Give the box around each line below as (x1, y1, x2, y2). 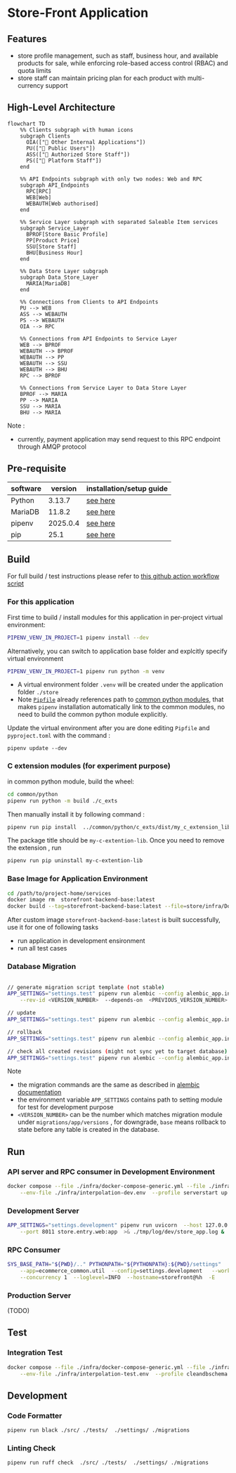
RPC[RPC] (25, 187, 52, 194)
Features (7, 33, 47, 45)
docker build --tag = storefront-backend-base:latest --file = (7, 903, 188, 910)
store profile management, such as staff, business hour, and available (17, 51, 219, 60)
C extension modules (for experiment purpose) (7, 761, 171, 771)
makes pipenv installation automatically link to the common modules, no (17, 703, 225, 711)
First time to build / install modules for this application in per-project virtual (7, 613, 223, 621)
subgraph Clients (20, 132, 71, 140)
